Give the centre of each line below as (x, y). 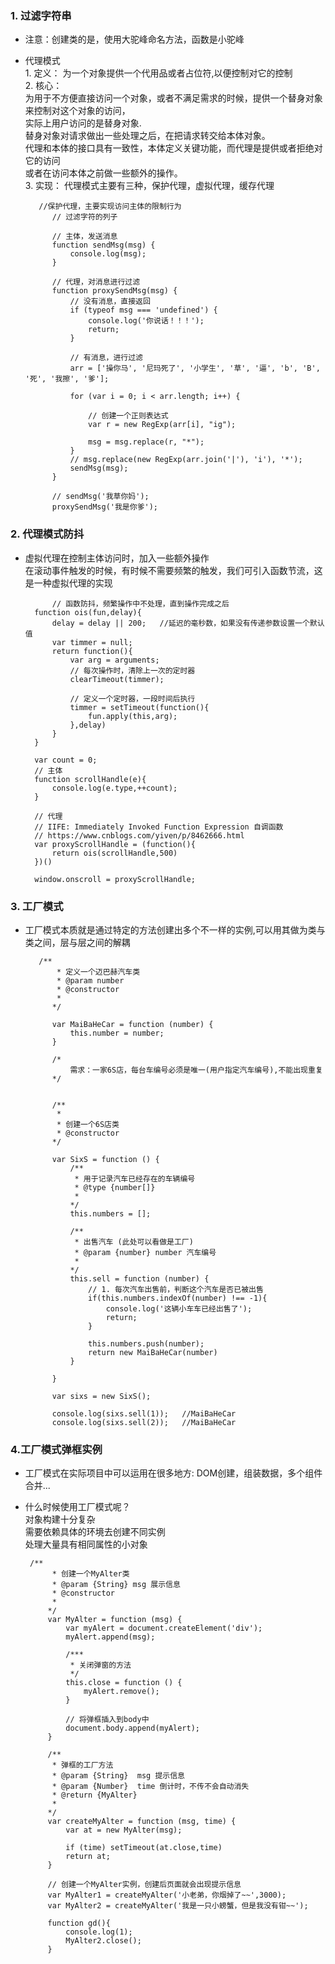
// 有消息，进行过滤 (106, 358)
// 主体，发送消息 (84, 237)
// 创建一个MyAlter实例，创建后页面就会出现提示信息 (144, 1885)
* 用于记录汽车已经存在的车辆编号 (135, 1178)
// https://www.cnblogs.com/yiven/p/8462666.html (139, 835)
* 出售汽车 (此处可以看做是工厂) (134, 1242)
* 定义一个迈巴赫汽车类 (98, 972)
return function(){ (92, 651)
